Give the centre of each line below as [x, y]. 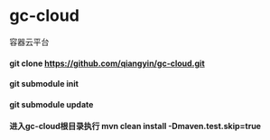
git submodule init [44, 84]
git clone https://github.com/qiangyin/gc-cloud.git [107, 63]
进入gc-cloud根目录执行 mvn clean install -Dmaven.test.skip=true [135, 126]
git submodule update [51, 104]
